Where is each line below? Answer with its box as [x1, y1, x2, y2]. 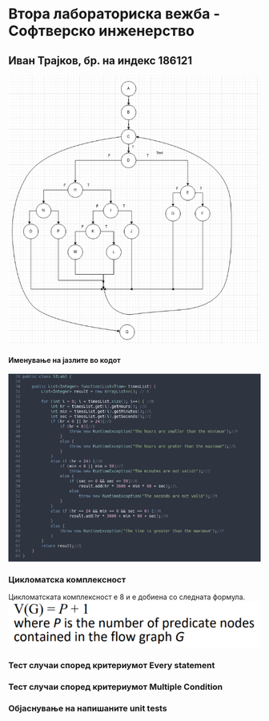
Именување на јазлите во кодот [8, 356, 122, 365]
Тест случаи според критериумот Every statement [8, 659, 215, 671]
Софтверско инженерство [8, 22, 195, 40]
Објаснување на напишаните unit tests [8, 703, 167, 714]
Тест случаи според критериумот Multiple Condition [8, 681, 223, 692]
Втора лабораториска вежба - [8, 5, 220, 23]
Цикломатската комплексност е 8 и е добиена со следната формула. [8, 592, 246, 602]
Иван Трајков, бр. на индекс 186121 [8, 54, 193, 67]
